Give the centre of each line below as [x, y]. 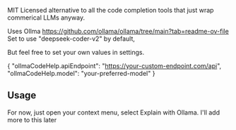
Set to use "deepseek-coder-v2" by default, [71, 39]
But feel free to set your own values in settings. [76, 52]
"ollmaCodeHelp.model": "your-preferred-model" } [81, 73]
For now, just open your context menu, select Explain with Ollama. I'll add [114, 112]
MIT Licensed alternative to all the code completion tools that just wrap [111, 10]
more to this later [32, 119]
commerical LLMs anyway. [46, 18]
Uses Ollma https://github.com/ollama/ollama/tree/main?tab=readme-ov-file [118, 31]
